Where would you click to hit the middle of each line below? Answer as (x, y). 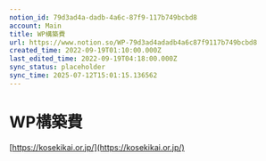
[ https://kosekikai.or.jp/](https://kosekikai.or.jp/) (97, 147)
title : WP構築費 (37, 34)
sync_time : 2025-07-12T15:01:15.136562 (83, 76)
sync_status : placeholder (57, 68)
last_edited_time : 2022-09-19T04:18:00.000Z (93, 59)
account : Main (36, 26)
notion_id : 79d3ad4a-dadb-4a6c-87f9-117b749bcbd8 (104, 17)
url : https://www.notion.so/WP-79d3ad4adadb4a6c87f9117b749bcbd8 (133, 42)
